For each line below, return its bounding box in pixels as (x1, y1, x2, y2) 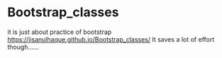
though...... (7, 42, 39, 51)
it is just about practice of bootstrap (7, 28, 112, 36)
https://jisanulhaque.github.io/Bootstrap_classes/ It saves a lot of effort (7, 35, 215, 43)
